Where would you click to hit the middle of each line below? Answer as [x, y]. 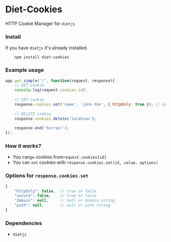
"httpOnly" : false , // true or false [55, 191]
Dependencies [24, 223]
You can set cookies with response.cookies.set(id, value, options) [85, 162]
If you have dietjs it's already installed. [47, 48]
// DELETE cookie [33, 114]
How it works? [23, 146]
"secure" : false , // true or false [55, 196]
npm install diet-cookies [42, 57]
